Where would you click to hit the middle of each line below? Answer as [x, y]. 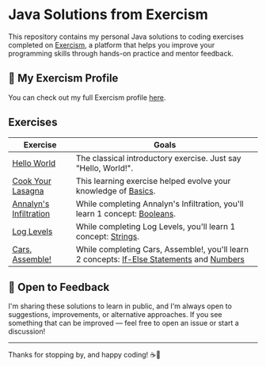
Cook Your [32, 181]
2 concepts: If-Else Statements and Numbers [160, 259]
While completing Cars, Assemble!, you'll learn [162, 249]
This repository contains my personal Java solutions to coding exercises [126, 36]
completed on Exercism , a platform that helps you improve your [112, 44]
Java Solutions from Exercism [108, 15]
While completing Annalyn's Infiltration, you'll [160, 204]
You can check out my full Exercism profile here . [87, 97]
